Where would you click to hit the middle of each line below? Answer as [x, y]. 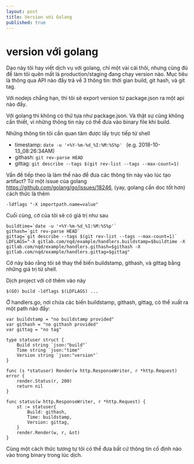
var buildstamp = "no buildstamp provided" [60, 319]
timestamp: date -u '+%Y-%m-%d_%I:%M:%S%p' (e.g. [76, 145]
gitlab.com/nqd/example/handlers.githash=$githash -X [73, 247]
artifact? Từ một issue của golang [46, 181]
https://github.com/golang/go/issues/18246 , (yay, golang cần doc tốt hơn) [96, 188]
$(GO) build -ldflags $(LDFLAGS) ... [52, 291]
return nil [30, 386]
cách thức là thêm [28, 194]
